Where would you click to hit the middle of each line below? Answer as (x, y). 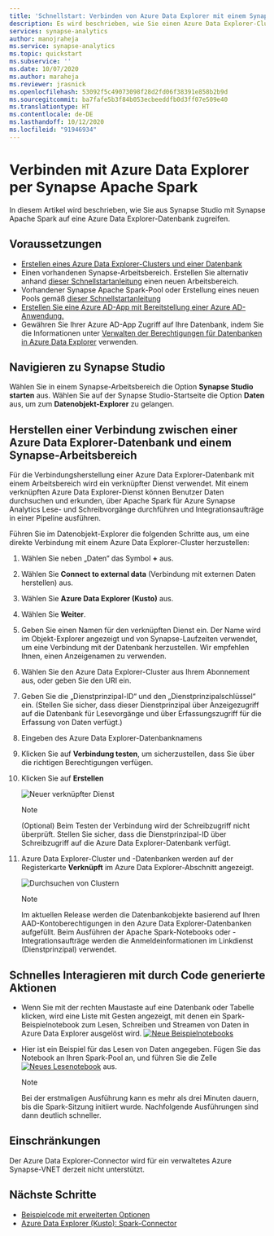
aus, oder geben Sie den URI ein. (76, 680)
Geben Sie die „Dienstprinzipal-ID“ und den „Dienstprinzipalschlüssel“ (138, 697)
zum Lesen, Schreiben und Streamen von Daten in (165, 1024)
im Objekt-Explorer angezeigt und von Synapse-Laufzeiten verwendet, (139, 639)
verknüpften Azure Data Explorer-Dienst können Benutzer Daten (117, 492)
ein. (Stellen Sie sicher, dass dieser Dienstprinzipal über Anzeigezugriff (140, 705)
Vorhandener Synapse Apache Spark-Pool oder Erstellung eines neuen (140, 289)
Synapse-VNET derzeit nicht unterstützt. (77, 1169)
